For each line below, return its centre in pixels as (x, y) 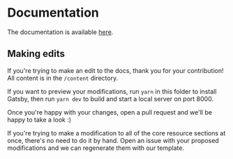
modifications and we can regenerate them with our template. (96, 148)
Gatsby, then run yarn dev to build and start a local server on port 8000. (111, 99)
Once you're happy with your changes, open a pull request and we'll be (110, 112)
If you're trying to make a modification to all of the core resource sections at (116, 133)
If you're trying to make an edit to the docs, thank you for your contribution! (115, 70)
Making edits (36, 54)
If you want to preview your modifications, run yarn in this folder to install (112, 91)
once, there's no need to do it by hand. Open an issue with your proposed (113, 140)
